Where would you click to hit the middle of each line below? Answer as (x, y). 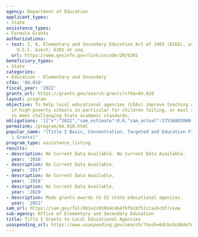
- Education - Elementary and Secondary (57, 77)
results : (17, 148)
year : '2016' (27, 159)
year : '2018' (27, 181)
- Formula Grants (27, 34)
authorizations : (26, 39)
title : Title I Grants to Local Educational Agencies (74, 219)
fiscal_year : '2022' (32, 88)
